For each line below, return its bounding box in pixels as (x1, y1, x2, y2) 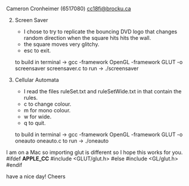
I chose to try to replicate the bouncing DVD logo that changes (23, 28, 178, 35)
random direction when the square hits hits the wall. (23, 34, 151, 41)
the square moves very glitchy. (23, 41, 100, 48)
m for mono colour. (23, 107, 71, 114)
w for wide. (23, 113, 52, 120)
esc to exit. (23, 47, 51, 54)
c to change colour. (23, 100, 72, 108)
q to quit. (23, 119, 46, 127)
